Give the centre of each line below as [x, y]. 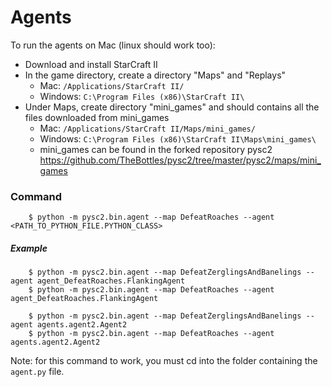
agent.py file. [37, 372]
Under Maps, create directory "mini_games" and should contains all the [172, 107]
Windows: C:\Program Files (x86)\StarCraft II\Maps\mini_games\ [178, 138]
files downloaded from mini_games [97, 117]
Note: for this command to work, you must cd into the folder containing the [164, 361]
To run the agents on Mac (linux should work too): [113, 45]
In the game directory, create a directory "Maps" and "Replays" [155, 75]
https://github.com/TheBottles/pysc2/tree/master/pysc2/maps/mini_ [180, 160]
